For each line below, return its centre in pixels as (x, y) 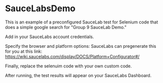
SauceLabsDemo (40, 9)
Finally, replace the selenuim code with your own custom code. (69, 66)
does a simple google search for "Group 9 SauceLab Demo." (66, 27)
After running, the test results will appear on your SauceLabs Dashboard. (78, 75)
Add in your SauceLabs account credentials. (50, 37)
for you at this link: (24, 51)
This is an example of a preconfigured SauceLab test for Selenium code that (82, 22)
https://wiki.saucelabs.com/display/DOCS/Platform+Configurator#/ (72, 56)
